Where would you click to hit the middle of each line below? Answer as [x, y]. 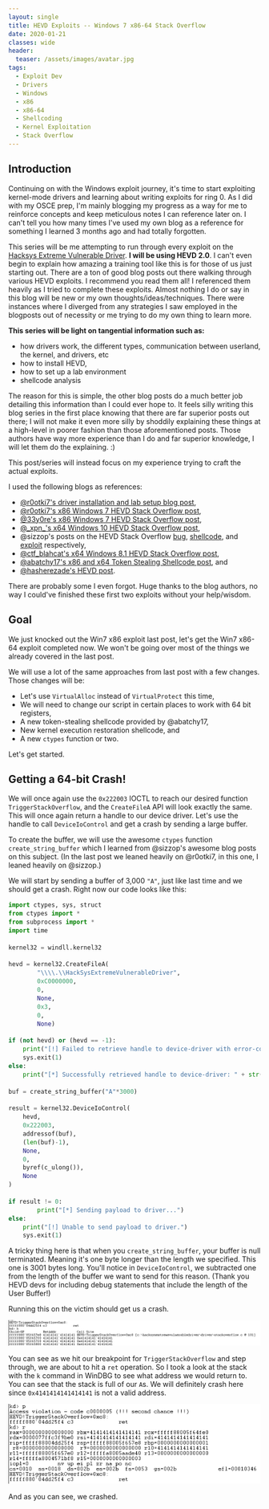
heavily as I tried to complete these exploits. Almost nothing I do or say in [129, 289]
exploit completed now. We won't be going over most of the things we [134, 647]
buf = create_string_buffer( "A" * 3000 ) [73, 1091]
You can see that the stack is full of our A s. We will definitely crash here [126, 1384]
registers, [36, 713]
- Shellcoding [39, 119]
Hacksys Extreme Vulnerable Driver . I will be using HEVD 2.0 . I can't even [130, 255]
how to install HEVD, [53, 363]
